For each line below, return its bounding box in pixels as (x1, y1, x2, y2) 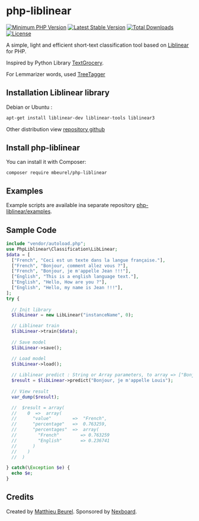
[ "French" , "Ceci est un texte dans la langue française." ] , (11, 257, 166, 263)
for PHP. (6, 47, 27, 54)
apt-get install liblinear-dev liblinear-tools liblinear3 (6, 115, 155, 121)
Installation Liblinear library (6, 88, 110, 98)
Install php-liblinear (6, 143, 80, 153)
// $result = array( (11, 404, 65, 410)
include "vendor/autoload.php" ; (6, 241, 86, 247)
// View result (11, 389, 49, 394)
